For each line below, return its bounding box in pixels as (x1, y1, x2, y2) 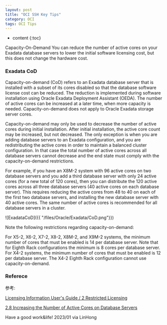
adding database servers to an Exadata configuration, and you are (5, 136, 141, 142)
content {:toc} (12, 35, 41, 41)
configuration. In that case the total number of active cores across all (5, 147, 147, 153)
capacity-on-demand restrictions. (5, 158, 75, 164)
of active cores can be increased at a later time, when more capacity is (5, 100, 151, 106)
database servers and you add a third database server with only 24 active (5, 173, 157, 179)
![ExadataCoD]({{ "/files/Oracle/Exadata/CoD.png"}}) (5, 214, 114, 220)
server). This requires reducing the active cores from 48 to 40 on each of (5, 188, 156, 195)
